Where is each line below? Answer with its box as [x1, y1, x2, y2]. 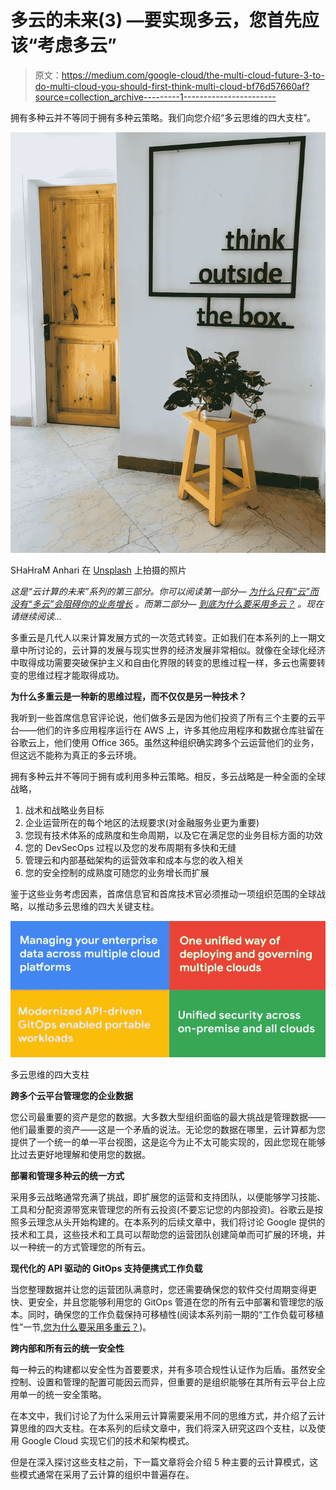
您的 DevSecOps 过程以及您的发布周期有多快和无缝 [24, 841, 237, 853]
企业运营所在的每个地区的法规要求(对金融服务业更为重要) [24, 816, 260, 828]
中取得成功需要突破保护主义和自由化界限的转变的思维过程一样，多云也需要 [10, 656, 317, 668]
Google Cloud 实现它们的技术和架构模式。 [21, 1434, 195, 1446]
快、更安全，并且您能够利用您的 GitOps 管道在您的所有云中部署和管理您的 [10, 1296, 315, 1308]
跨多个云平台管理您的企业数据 [10, 1089, 133, 1101]
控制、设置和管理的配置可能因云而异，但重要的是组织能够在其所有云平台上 [10, 1376, 317, 1388]
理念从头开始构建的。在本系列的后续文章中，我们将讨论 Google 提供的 [36, 1216, 326, 1228]
